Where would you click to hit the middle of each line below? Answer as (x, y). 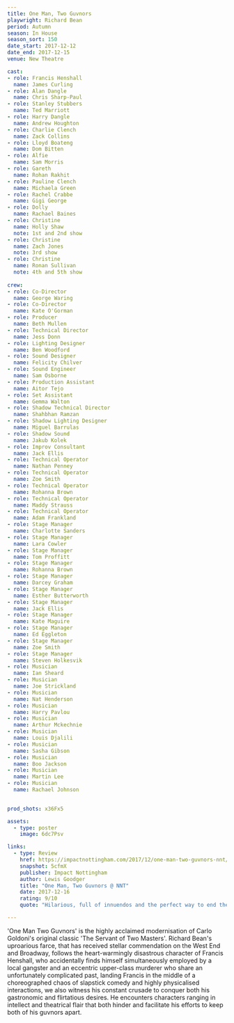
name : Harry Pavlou (42, 712)
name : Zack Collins (42, 136)
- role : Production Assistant (51, 382)
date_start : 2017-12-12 (42, 46)
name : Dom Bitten (39, 149)
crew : (15, 285)
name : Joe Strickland (45, 686)
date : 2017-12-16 (45, 892)
